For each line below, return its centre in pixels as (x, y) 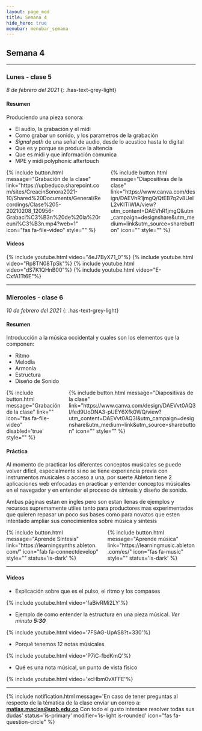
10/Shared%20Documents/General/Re (54, 198)
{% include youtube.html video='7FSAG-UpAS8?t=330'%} (78, 632)
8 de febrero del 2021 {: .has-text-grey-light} (61, 90)
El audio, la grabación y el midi (53, 129)
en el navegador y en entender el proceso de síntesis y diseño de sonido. (97, 490)
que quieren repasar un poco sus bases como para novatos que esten (93, 515)
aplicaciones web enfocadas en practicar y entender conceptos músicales (99, 484)
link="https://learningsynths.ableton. (52, 545)
